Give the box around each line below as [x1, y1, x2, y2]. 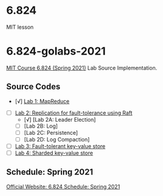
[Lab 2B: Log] [23, 122, 58, 129]
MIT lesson [6, 23, 34, 31]
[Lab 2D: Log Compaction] [23, 135, 90, 143]
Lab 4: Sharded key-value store [14, 149, 93, 156]
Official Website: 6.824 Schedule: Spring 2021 [6, 183, 120, 190]
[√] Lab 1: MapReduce [14, 97, 70, 105]
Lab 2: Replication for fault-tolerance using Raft [14, 109, 133, 116]
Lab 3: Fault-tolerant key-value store [14, 142, 106, 150]
